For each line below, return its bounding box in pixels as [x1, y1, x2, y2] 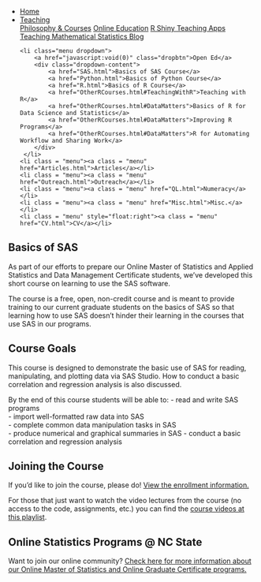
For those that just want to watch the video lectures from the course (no [8, 496, 242, 506]
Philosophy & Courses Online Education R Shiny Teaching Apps [19, 24, 226, 32]
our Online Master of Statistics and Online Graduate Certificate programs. [8, 565, 247, 574]
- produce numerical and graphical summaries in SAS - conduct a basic [8, 428, 241, 438]
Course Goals [8, 342, 76, 356]
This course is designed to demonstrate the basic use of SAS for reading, [8, 363, 247, 372]
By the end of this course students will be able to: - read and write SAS [8, 394, 239, 405]
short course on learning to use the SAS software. [8, 278, 171, 288]
